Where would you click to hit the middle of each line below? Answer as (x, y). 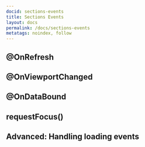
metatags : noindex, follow (39, 33)
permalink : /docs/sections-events (48, 28)
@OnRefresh (30, 57)
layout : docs (22, 22)
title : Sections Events (35, 17)
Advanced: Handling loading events (72, 137)
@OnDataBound (36, 97)
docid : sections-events (35, 11)
